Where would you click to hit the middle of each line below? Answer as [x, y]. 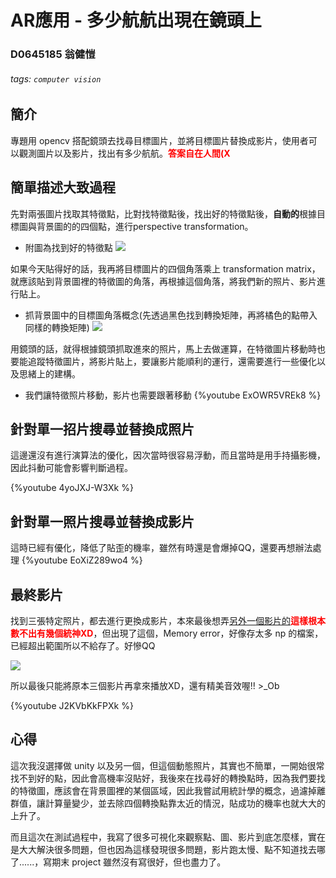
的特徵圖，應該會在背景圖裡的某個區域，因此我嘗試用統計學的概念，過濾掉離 [168, 790]
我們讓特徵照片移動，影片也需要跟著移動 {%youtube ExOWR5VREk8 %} [173, 395]
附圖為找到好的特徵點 [68, 247]
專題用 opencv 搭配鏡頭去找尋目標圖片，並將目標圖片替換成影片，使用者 [159, 140]
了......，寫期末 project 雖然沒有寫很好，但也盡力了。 [118, 862]
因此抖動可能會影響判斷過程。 [71, 468]
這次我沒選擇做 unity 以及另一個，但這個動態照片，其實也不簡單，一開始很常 [167, 765]
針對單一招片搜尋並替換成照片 [102, 429]
